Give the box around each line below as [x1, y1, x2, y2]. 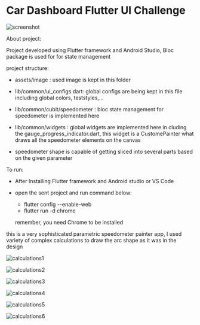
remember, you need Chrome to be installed [14, 218, 124, 226]
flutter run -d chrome [23, 207, 76, 214]
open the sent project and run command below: [14, 189, 133, 196]
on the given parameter [14, 154, 73, 162]
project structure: [6, 64, 49, 72]
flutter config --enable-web [23, 201, 92, 208]
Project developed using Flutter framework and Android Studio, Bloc [6, 46, 174, 54]
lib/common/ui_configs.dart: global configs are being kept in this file [14, 87, 183, 95]
